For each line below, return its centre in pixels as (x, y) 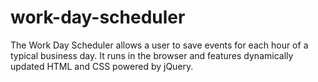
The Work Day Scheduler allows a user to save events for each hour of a (159, 45)
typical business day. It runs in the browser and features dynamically (152, 55)
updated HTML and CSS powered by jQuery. (102, 66)
